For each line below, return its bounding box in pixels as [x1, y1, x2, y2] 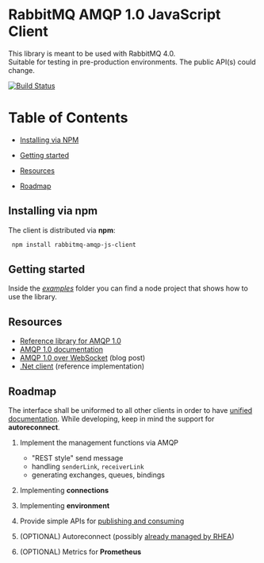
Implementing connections [19, 486, 109, 495]
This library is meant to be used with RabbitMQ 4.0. [8, 48, 176, 58]
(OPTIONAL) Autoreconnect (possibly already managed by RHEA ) [19, 532, 235, 541]
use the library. [8, 292, 57, 302]
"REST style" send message [31, 453, 124, 462]
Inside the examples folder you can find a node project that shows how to [8, 283, 248, 293]
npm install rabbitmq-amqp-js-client [11, 241, 136, 249]
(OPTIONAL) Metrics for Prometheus [19, 547, 142, 557]
